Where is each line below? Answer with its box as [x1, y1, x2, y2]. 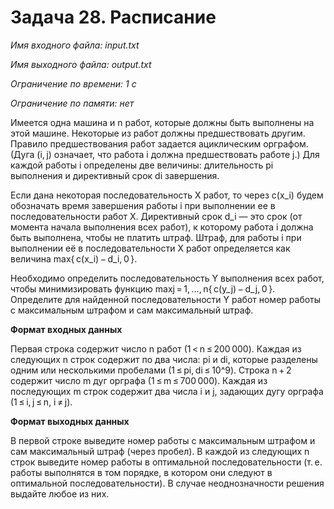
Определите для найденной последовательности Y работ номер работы [10, 293, 322, 305]
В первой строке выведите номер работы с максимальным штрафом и [10, 434, 316, 446]
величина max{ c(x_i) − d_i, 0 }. [10, 252, 138, 265]
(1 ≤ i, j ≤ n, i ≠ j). [10, 396, 73, 408]
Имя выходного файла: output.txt [10, 58, 152, 70]
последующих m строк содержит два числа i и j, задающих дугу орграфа [10, 385, 324, 397]
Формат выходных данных [10, 415, 130, 427]
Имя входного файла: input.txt [10, 39, 140, 51]
